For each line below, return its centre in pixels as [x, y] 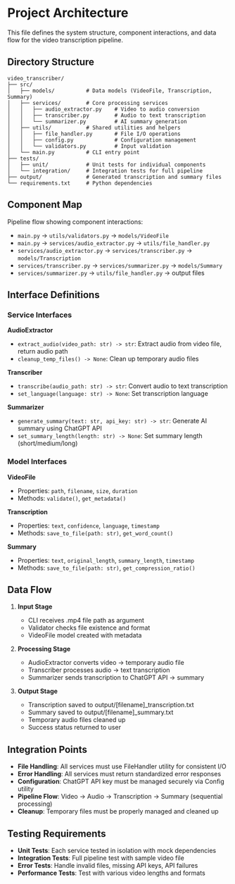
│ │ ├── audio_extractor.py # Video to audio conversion [103, 109]
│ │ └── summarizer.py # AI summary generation [97, 121]
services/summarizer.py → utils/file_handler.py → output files [111, 273]
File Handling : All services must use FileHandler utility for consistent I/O [122, 766]
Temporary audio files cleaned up [77, 720]
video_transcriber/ [36, 78]
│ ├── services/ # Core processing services [88, 103]
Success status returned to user [75, 728]
